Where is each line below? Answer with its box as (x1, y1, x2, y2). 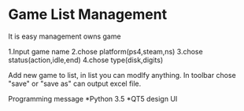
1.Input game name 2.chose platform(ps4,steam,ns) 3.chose (8, 46, 203, 56)
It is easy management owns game (8, 31, 121, 41)
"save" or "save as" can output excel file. (8, 79, 142, 88)
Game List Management (8, 6, 168, 24)
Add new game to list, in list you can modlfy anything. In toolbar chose (8, 70, 236, 80)
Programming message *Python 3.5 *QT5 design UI (8, 94, 178, 103)
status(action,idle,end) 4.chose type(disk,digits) (8, 55, 164, 65)
